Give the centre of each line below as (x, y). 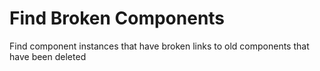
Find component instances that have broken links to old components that (159, 46)
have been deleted (48, 56)
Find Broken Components (117, 18)
